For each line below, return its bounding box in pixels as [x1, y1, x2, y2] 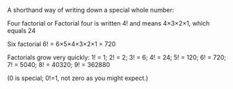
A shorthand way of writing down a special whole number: [7, 6, 175, 14]
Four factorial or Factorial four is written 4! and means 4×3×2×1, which [7, 19, 210, 27]
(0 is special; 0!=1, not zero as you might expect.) [7, 74, 148, 82]
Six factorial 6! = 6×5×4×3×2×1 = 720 [7, 40, 116, 48]
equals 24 [7, 27, 36, 34]
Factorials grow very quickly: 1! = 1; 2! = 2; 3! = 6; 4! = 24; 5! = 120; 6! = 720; [7, 53, 226, 61]
